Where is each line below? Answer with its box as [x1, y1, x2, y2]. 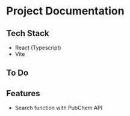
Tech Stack [6, 28, 49, 38]
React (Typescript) [14, 44, 61, 51]
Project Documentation [6, 4, 125, 18]
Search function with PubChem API [14, 104, 103, 112]
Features [6, 88, 40, 99]
